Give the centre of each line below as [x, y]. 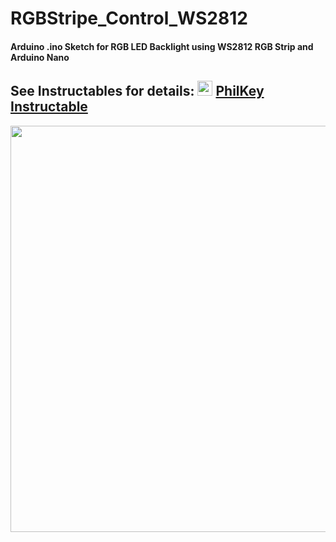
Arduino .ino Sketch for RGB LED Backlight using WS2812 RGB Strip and [162, 46]
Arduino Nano [40, 57]
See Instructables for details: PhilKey [137, 91]
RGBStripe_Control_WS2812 [129, 18]
